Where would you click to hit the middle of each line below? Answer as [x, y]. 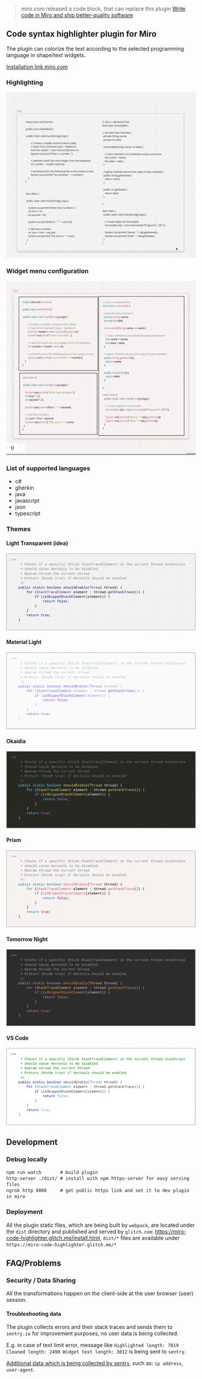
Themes [19, 529]
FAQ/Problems [34, 1263]
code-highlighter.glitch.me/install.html [53, 1238]
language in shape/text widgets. [46, 55]
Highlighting [25, 82]
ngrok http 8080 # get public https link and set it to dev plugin [98, 1191]
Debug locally [27, 1159]
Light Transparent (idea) [37, 543]
